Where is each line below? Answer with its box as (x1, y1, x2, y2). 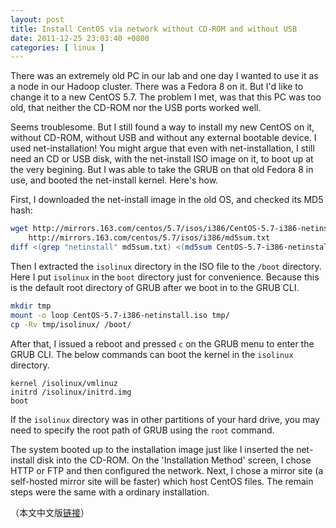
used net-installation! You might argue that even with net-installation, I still (10, 142, 315, 155)
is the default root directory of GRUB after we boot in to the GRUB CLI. (10, 281, 300, 293)
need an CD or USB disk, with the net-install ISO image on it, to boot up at (10, 153, 314, 165)
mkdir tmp (10, 301, 52, 311)
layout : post (10, 14, 65, 25)
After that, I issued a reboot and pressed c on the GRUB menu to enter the (10, 337, 315, 350)
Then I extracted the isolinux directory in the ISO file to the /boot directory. (10, 260, 322, 272)
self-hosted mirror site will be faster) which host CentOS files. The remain (10, 475, 314, 487)
